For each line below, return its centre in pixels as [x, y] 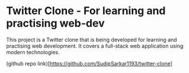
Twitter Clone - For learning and [86, 11]
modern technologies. [33, 52]
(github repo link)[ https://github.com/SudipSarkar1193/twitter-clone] [89, 64]
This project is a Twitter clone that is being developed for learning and [92, 39]
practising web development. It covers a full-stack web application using [95, 46]
